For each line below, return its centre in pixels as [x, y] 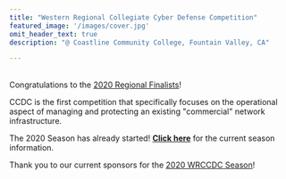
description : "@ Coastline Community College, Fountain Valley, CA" [139, 42]
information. [32, 148]
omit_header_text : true [54, 34]
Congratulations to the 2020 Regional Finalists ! [95, 85]
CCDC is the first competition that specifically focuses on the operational [144, 102]
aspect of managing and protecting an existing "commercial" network [137, 111]
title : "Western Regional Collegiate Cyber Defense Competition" [133, 17]
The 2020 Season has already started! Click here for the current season [142, 138]
